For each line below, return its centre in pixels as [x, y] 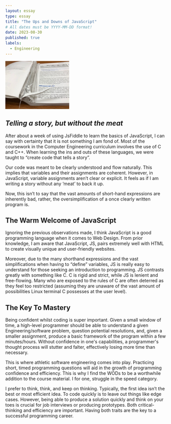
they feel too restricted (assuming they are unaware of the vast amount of [83, 286]
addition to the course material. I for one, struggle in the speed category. [82, 379]
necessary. [17, 352]
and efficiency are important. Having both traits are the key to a [90, 410]
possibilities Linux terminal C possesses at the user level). [66, 292]
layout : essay [20, 11]
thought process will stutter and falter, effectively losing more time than [80, 347]
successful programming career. [40, 416]
